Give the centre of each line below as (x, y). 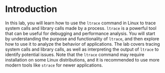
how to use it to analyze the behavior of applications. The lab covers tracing (82, 44)
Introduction (31, 9)
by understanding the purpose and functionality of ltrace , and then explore (82, 39)
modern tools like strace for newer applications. (54, 65)
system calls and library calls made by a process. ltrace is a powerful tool (81, 28)
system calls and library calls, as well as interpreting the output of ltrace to (82, 49)
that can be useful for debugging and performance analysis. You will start (80, 33)
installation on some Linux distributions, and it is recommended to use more (82, 60)
